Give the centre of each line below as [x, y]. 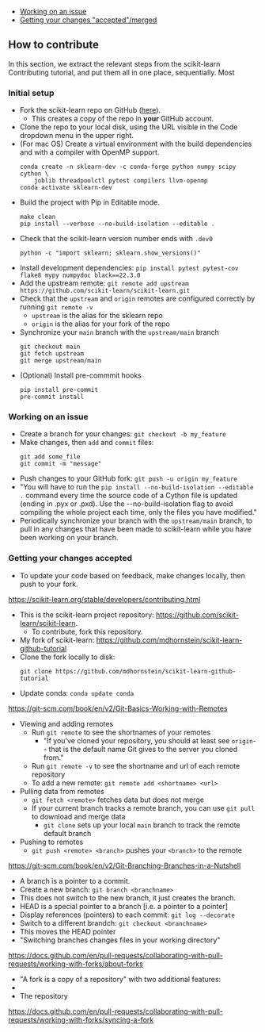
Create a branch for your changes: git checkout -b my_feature [123, 434]
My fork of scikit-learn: [57, 640]
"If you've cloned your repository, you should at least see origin [148, 740]
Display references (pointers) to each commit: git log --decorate [127, 915]
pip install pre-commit [59, 390]
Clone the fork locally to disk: [67, 657]
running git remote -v [56, 307]
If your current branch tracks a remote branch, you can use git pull [143, 808]
